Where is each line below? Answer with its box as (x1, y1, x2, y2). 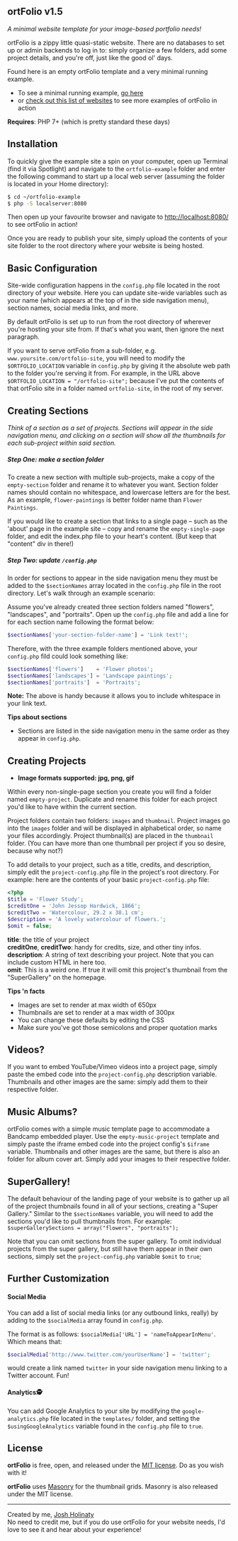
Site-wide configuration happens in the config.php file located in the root (7, 281, 220, 290)
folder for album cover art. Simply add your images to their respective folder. (7, 1155, 231, 1164)
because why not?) (7, 847, 64, 855)
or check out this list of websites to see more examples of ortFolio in (17, 96, 217, 104)
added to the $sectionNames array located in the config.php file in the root (7, 581, 222, 589)
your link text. (7, 699, 47, 708)
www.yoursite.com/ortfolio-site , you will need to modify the (7, 354, 186, 363)
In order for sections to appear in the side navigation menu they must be (7, 574, 218, 582)
